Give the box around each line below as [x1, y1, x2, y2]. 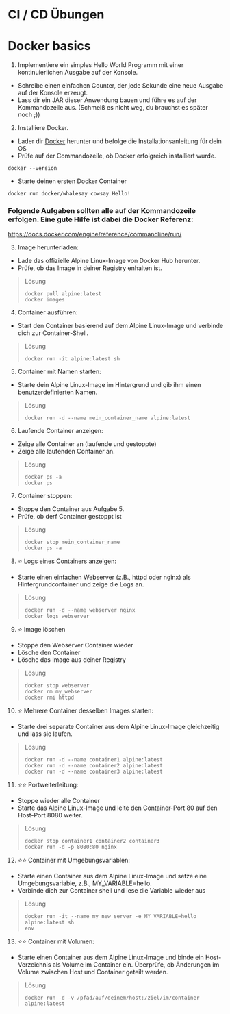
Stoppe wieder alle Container [17, 797, 101, 805]
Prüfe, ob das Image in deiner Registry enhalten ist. [17, 264, 163, 272]
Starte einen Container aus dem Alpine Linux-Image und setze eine [17, 872, 207, 880]
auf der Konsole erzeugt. [17, 89, 88, 97]
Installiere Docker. [17, 124, 69, 132]
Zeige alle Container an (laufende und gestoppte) [17, 440, 157, 448]
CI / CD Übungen [8, 7, 105, 23]
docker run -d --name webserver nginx [24, 607, 136, 614]
